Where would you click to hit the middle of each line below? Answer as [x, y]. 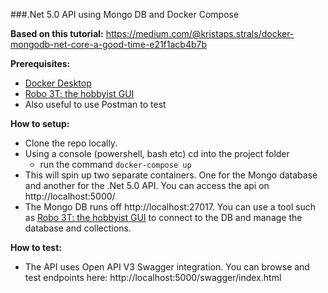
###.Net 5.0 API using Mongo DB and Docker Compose [125, 14]
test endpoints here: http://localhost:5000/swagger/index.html [153, 277]
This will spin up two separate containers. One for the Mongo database [171, 175]
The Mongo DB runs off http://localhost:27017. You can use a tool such [170, 207]
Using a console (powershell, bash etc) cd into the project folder [157, 153]
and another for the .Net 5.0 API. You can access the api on [147, 185]
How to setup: [40, 123]
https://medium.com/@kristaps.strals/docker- [200, 33]
